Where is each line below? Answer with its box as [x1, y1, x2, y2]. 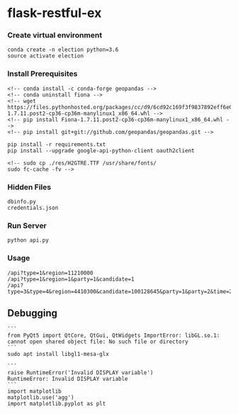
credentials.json [7, 204, 59, 212]
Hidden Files [7, 182, 52, 192]
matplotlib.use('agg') [7, 394, 74, 401]
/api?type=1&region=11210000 [7, 269, 93, 276]
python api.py [7, 237, 50, 244]
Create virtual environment [7, 30, 103, 40]
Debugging [7, 307, 58, 320]
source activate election [7, 52, 84, 60]
